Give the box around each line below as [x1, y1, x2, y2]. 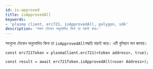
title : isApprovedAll [5, 12, 51, 17]
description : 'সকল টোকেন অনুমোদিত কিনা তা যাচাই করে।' [5, 26, 102, 31]
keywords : [5, 17, 26, 22]
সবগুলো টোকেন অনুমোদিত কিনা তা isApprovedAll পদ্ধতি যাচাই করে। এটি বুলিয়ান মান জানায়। [5, 40, 148, 46]
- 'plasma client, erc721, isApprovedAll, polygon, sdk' [5, 21, 129, 27]
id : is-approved [5, 7, 40, 13]
